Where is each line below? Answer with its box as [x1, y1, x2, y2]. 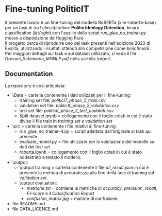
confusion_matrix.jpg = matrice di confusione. [26, 196, 119, 201]
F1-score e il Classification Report [26, 190, 95, 196]
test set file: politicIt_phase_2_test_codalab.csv [19, 108, 114, 113]
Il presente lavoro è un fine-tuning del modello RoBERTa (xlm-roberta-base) [5, 19, 156, 25]
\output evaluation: [19, 180, 57, 186]
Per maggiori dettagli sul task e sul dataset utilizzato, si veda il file [5, 50, 137, 56]
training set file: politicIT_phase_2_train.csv [19, 97, 106, 103]
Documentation [5, 70, 53, 78]
